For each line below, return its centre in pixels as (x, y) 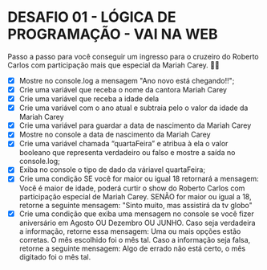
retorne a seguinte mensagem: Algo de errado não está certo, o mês (132, 248)
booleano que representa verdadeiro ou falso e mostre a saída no (127, 153)
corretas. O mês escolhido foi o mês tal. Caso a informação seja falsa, (135, 239)
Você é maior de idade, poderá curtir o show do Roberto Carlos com (132, 188)
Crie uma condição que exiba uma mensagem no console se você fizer (136, 214)
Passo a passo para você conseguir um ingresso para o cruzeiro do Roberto (133, 56)
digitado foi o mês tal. (55, 256)
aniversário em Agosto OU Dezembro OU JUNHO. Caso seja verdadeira (137, 223)
